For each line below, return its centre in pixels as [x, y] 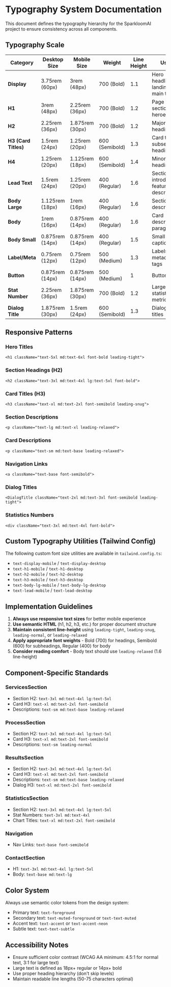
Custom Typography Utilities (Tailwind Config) [81, 541]
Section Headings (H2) [34, 370]
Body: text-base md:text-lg [42, 874]
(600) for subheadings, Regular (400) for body [62, 646]
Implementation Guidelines [49, 607]
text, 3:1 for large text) [36, 963]
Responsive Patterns [39, 332]
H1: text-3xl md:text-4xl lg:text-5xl [53, 869]
